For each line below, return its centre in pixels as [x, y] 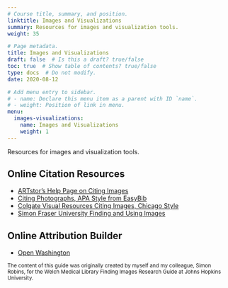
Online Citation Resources [66, 174]
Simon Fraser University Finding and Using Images [91, 214]
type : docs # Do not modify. [52, 73]
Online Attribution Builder [65, 235]
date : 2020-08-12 [33, 79]
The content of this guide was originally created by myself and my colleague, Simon [109, 266]
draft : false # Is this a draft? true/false [75, 60]
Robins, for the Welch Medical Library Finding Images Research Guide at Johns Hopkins [114, 272]
